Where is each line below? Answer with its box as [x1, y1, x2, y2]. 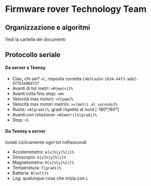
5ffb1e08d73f [12, 81, 40, 86]
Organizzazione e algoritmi [5, 23, 91, 32]
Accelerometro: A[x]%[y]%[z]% [12, 149, 74, 155]
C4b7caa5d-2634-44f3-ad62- [82, 76, 139, 81]
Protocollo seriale [5, 51, 61, 59]
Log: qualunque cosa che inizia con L [12, 175, 88, 181]
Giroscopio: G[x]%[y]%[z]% [12, 154, 66, 160]
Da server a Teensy [5, 64, 46, 70]
